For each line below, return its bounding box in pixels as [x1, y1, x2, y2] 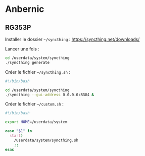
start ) [9, 133, 23, 138]
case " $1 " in [5, 129, 32, 134]
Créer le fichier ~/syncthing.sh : [5, 69, 71, 75]
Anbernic [5, 3, 45, 15]
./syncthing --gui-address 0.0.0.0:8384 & [5, 92, 94, 97]
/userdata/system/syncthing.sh [14, 138, 79, 143]
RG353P [5, 23, 31, 32]
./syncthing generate [5, 60, 50, 65]
